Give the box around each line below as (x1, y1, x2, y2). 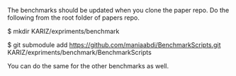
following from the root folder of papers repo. (7, 13, 140, 22)
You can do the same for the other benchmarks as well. (7, 62, 169, 70)
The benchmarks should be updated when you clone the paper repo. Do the (7, 6, 230, 14)
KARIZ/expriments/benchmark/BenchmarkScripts (7, 49, 152, 56)
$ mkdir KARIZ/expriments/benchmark (7, 27, 120, 35)
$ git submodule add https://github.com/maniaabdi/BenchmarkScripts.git (7, 41, 221, 49)
